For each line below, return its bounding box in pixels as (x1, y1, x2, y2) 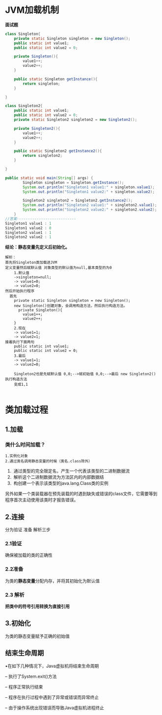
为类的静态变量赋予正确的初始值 (5, 633, 70, 639)
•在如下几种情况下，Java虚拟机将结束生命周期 (5, 663, 99, 669)
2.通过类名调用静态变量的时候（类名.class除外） (5, 459, 92, 464)
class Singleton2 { (5, 104, 43, 109)
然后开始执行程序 (5, 288, 35, 294)
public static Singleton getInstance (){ (14, 77, 98, 82)
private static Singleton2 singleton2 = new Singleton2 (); (14, 117, 137, 122)
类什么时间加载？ (5, 441, 46, 448)
